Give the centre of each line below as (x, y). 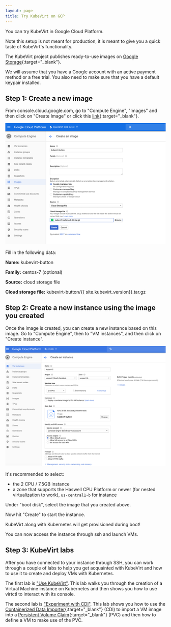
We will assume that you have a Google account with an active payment (81, 72)
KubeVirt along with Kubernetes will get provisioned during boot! (73, 525)
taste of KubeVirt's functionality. (39, 46)
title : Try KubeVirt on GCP (35, 16)
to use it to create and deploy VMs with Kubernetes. (60, 573)
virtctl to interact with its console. (40, 594)
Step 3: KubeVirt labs (40, 550)
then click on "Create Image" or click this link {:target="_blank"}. (72, 116)
